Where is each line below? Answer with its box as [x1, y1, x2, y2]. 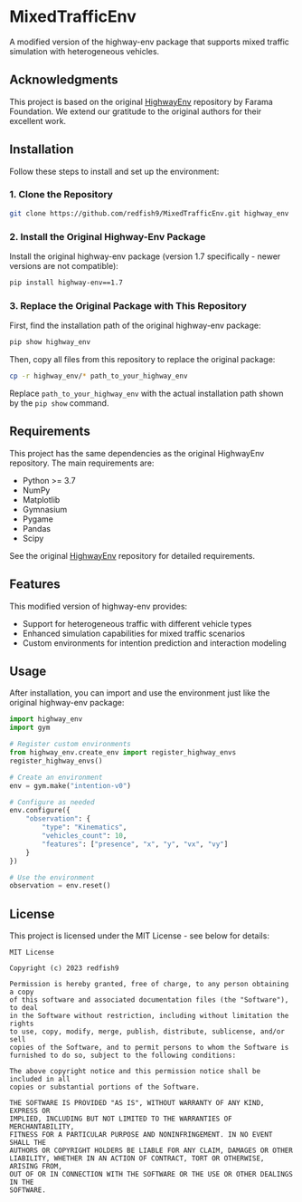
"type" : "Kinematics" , [42, 822, 127, 832]
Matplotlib [22, 494, 61, 505]
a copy [9, 987, 34, 997]
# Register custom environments [9, 740, 131, 749]
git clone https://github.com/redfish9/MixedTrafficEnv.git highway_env [9, 208, 289, 218]
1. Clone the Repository [9, 188, 113, 201]
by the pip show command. [9, 397, 109, 409]
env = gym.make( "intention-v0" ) [9, 781, 131, 790]
